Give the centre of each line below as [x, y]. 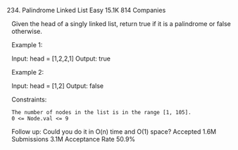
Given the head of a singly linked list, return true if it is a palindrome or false [121, 24]
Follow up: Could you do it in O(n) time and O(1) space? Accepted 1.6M [114, 132]
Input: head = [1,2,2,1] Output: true [61, 58]
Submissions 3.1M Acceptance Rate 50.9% [74, 139]
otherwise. [27, 31]
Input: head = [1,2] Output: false [58, 86]
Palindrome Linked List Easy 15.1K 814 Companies [94, 10]
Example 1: [27, 45]
